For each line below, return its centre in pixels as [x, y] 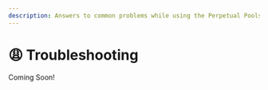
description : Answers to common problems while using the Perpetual [124, 16]
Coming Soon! [32, 77]
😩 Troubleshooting [73, 55]
